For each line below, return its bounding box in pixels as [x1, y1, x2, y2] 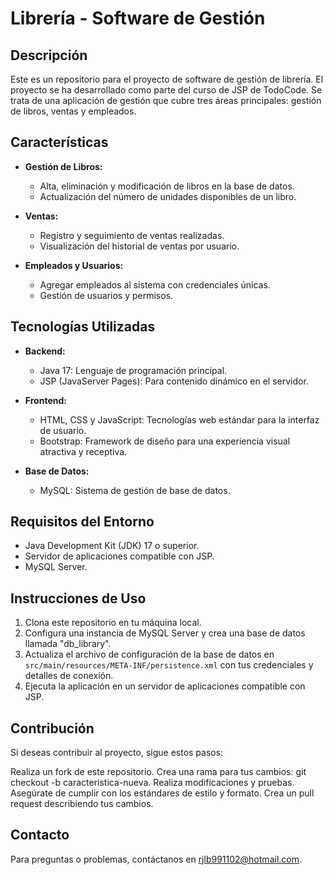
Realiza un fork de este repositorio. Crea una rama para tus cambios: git [10, 766, 307, 778]
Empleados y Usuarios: [24, 259, 124, 271]
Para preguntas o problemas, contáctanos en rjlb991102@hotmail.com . [10, 853, 303, 865]
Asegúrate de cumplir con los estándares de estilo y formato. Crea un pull [10, 787, 315, 799]
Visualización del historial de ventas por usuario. [39, 240, 240, 252]
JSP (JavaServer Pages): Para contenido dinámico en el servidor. [39, 375, 309, 387]
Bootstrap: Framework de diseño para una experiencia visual [39, 435, 291, 447]
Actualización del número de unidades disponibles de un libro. [39, 190, 297, 202]
